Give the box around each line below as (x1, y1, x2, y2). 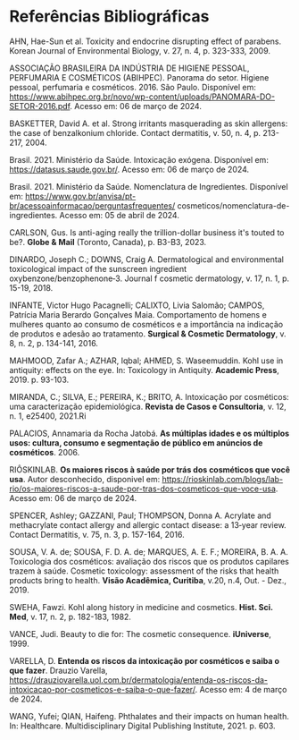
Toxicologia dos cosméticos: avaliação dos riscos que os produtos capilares (9, 556, 290, 566)
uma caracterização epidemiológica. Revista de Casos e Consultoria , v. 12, (9, 401, 287, 412)
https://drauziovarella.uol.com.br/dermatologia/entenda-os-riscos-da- (9, 674, 269, 685)
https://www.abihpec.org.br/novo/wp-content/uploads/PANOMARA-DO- (9, 91, 275, 102)
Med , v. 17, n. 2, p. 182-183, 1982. (9, 611, 132, 622)
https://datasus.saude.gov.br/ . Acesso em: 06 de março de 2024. (9, 164, 250, 174)
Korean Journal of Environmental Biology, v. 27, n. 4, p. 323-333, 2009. (9, 45, 270, 55)
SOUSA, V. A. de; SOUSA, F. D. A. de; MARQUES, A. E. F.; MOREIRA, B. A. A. (9, 546, 288, 557)
